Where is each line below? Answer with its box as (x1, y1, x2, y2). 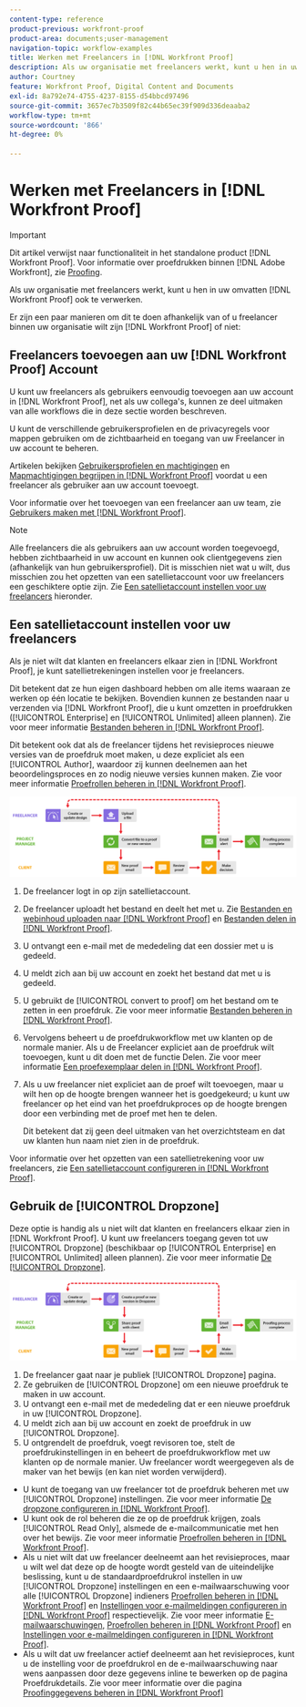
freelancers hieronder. (9, 591, 93, 602)
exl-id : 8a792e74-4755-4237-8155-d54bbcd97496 (9, 91, 189, 100)
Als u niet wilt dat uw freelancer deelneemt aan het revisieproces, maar (22, 1551, 291, 1562)
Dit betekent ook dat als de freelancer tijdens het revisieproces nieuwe (9, 739, 275, 750)
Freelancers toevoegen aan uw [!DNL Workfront (9, 347, 287, 364)
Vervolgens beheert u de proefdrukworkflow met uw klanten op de (22, 1032, 273, 1043)
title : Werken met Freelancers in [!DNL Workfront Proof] (9, 53, 234, 63)
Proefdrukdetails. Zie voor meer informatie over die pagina (22, 1677, 243, 1688)
